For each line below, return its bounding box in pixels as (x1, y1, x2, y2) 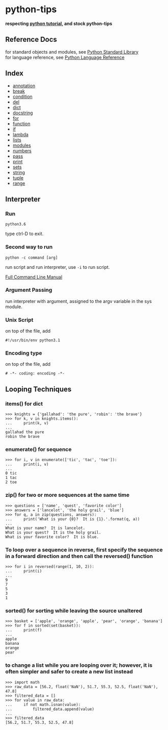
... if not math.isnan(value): (5, 702, 81, 707)
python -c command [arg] (5, 255, 58, 260)
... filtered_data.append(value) (5, 707, 95, 712)
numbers (12, 147, 32, 154)
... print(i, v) (5, 462, 49, 467)
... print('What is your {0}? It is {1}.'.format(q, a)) (5, 516, 140, 521)
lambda (12, 131, 29, 137)
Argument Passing (5, 287, 52, 294)
